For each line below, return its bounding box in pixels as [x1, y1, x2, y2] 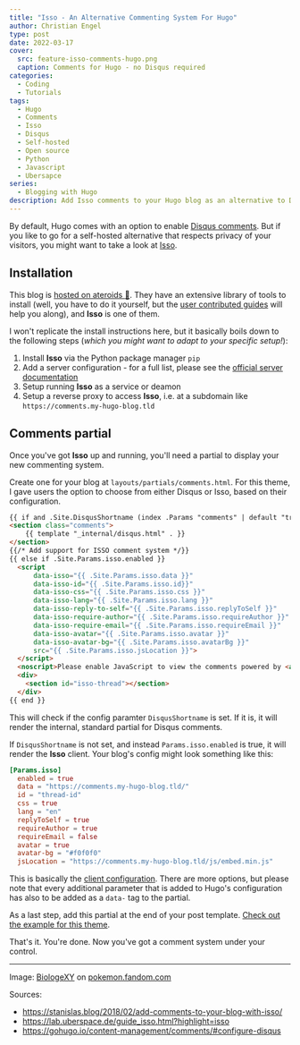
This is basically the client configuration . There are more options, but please [9, 873, 289, 884]
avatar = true [17, 840, 70, 850]
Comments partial [9, 426, 112, 441]
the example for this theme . [9, 919, 111, 930]
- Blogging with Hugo [17, 188, 98, 197]
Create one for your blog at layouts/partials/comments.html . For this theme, [9, 476, 290, 488]
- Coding [17, 80, 50, 89]
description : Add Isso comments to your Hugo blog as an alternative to [9, 196, 286, 206]
